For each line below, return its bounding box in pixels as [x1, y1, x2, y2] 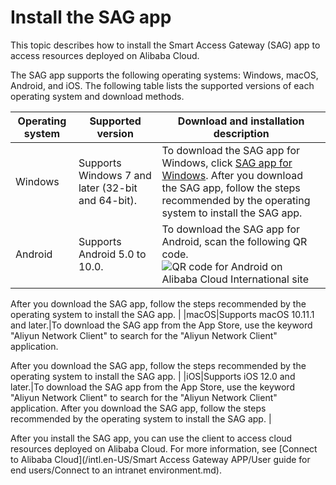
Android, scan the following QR [161, 234, 308, 248]
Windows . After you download [161, 168, 303, 182]
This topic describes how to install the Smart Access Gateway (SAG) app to [10, 39, 321, 51]
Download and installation [177, 114, 305, 128]
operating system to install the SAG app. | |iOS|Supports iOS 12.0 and [10, 370, 296, 382]
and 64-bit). [78, 193, 138, 207]
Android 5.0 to [78, 247, 147, 261]
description [213, 126, 270, 140]
